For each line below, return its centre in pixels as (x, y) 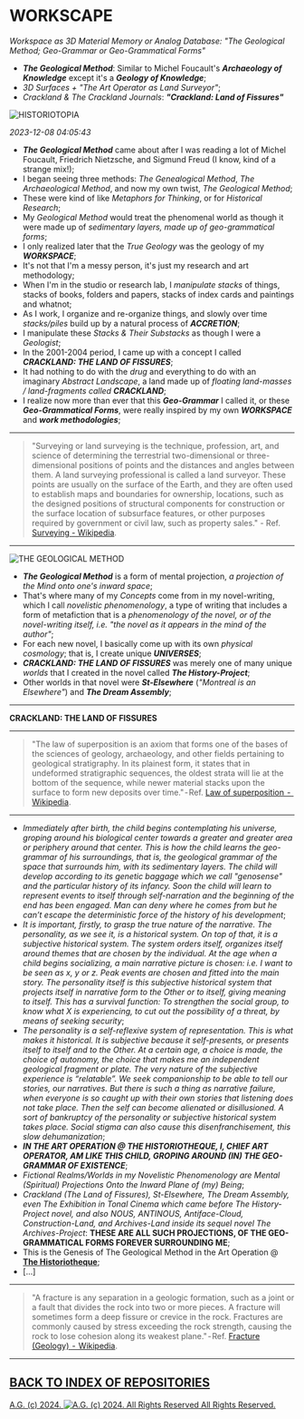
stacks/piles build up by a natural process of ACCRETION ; (131, 323)
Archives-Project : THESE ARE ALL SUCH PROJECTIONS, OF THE (144, 1233)
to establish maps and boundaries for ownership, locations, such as (157, 494)
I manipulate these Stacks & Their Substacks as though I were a (141, 333)
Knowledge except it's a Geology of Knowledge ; (114, 77)
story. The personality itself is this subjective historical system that (147, 982)
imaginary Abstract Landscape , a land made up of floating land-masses (157, 381)
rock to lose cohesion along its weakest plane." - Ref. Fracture (146, 1336)
